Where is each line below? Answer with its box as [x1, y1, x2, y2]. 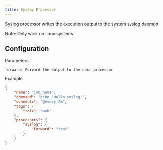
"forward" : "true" [31, 127, 69, 132]
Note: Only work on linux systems [5, 30, 73, 36]
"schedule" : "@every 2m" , [14, 99, 67, 104]
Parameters [5, 58, 29, 64]
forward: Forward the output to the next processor [5, 67, 113, 72]
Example [5, 76, 23, 82]
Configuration [5, 45, 49, 53]
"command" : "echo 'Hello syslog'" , [14, 95, 87, 100]
